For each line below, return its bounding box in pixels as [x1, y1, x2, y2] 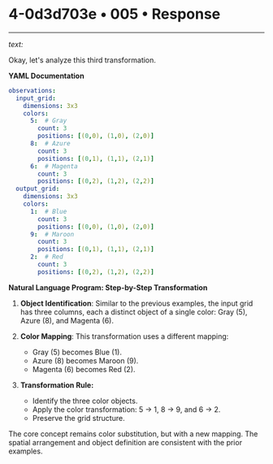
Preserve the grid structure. [32, 413, 125, 423]
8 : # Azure [29, 140, 71, 148]
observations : [8, 86, 57, 94]
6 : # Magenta [29, 162, 79, 171]
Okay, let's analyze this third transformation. [8, 54, 157, 65]
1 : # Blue [29, 207, 67, 215]
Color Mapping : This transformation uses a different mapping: [19, 331, 229, 341]
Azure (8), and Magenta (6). [19, 315, 114, 325]
